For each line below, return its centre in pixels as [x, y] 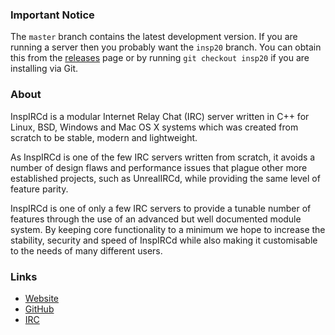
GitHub [39, 309]
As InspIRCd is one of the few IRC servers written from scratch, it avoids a [163, 157]
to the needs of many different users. [86, 250]
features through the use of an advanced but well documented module [156, 219]
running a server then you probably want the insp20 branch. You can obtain [166, 47]
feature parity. [39, 189]
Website [42, 298]
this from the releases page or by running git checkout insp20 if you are [160, 58]
